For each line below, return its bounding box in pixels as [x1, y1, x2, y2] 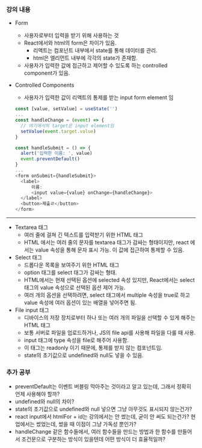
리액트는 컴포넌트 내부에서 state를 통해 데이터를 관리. [32, 47, 158, 54]
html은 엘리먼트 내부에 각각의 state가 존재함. [32, 54, 138, 61]
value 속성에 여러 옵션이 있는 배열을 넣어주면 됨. [23, 299, 137, 306]
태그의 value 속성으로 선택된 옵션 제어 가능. [23, 284, 126, 291]
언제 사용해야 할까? [14, 390, 60, 398]
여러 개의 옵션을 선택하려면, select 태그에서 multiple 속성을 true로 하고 [23, 291, 191, 299]
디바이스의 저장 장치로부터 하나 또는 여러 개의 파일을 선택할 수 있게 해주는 [23, 314, 196, 322]
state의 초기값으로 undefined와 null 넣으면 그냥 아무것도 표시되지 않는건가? [14, 405, 192, 413]
